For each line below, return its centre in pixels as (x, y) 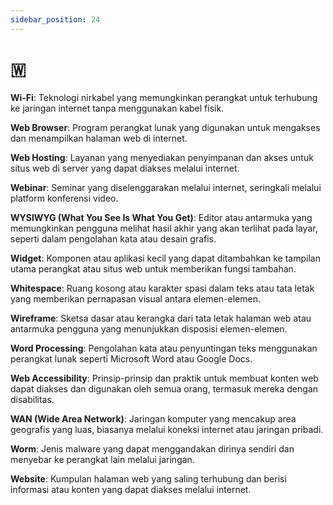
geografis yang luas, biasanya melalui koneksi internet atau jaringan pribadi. (167, 429)
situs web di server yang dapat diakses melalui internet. (125, 168)
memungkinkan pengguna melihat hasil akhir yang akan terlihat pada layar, (164, 228)
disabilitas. (32, 399)
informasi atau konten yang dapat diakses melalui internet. (131, 489)
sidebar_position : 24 (55, 19)
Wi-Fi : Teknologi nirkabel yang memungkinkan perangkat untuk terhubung (164, 97)
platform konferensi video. (64, 198)
